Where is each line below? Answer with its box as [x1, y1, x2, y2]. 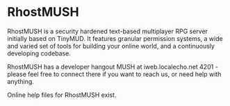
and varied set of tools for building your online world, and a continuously [7, 42, 215, 50]
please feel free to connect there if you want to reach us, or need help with [7, 70, 222, 78]
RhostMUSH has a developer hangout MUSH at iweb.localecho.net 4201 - [7, 62, 219, 71]
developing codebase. [7, 49, 72, 58]
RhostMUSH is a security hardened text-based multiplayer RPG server [7, 27, 208, 35]
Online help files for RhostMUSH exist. [7, 91, 117, 99]
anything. [7, 77, 35, 85]
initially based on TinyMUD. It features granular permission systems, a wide [7, 34, 224, 42]
